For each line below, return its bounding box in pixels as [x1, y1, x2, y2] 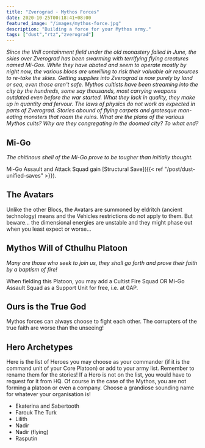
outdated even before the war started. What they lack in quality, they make [6, 94, 195, 101]
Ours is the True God [6, 302, 87, 312]
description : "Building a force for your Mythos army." [6, 26, 151, 32]
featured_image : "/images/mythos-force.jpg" [6, 20, 121, 26]
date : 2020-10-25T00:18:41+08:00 [6, 15, 92, 21]
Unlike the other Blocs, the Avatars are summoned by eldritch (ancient [6, 206, 183, 213]
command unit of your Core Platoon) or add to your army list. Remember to [6, 364, 195, 372]
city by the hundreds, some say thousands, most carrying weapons [6, 87, 177, 95]
